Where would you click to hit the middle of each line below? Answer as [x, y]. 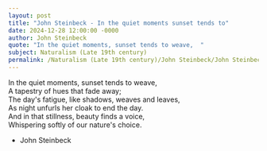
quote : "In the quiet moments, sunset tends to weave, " [106, 45]
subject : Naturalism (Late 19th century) [78, 52]
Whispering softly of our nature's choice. [75, 125]
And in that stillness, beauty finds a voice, [77, 116]
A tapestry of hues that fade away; [65, 91]
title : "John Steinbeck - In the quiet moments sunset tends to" [118, 23]
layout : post [30, 15]
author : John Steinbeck [48, 38]
